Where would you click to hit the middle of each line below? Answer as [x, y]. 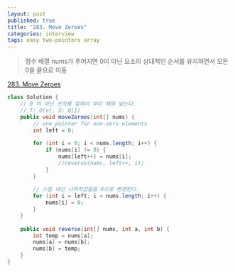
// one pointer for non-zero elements [90, 124]
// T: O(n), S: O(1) [50, 110]
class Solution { [33, 97]
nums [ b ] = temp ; [57, 249]
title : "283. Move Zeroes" [47, 27]
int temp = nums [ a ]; [63, 236]
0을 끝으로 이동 [46, 70]
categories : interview [41, 34]
